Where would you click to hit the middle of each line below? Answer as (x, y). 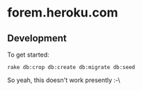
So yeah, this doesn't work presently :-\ (64, 80)
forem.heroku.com (63, 13)
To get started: (29, 54)
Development (37, 38)
